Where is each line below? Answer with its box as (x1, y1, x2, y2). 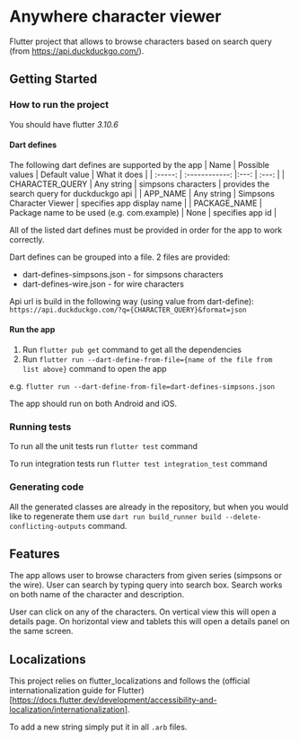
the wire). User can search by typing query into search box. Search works (9, 579, 283, 590)
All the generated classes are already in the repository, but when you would (9, 501, 289, 512)
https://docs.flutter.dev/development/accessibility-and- (12, 694, 217, 706)
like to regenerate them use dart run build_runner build (9, 510, 222, 522)
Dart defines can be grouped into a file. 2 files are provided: (9, 251, 231, 262)
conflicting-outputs (9, 522, 87, 531)
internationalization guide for (9, 685, 116, 696)
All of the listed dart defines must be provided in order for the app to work (9, 225, 283, 235)
